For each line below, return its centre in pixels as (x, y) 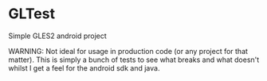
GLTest (32, 14)
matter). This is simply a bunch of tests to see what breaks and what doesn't (134, 60)
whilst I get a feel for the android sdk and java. (84, 67)
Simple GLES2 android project (58, 36)
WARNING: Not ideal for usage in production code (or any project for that (128, 51)
